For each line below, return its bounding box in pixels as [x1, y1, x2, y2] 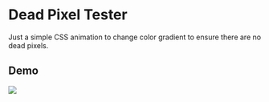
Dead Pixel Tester [8, 6, 128, 24]
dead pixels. [8, 40, 49, 50]
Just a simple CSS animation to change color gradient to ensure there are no [8, 32, 262, 42]
